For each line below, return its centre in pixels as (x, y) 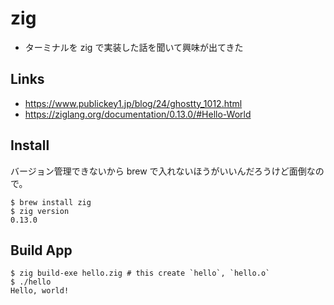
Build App (41, 250)
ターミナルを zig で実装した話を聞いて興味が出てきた (134, 47)
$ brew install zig (51, 202)
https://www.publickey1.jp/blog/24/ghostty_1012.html (133, 103)
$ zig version (40, 211)
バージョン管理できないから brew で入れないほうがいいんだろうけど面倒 (158, 171)
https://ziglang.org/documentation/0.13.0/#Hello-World (138, 114)
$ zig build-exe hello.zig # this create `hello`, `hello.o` (140, 273)
